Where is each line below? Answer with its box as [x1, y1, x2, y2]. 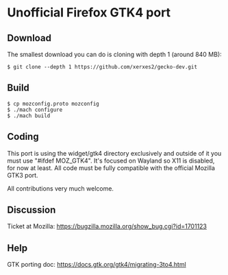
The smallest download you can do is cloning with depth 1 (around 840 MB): [7, 50, 223, 58]
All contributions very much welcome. [7, 184, 114, 193]
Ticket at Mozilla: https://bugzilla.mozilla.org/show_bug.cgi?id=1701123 [7, 222, 207, 230]
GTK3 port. [7, 171, 39, 179]
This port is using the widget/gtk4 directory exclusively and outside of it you [7, 149, 222, 157]
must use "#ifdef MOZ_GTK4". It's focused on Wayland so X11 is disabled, [7, 156, 215, 165]
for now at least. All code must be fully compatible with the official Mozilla [7, 163, 216, 172]
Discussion [7, 204, 56, 216]
